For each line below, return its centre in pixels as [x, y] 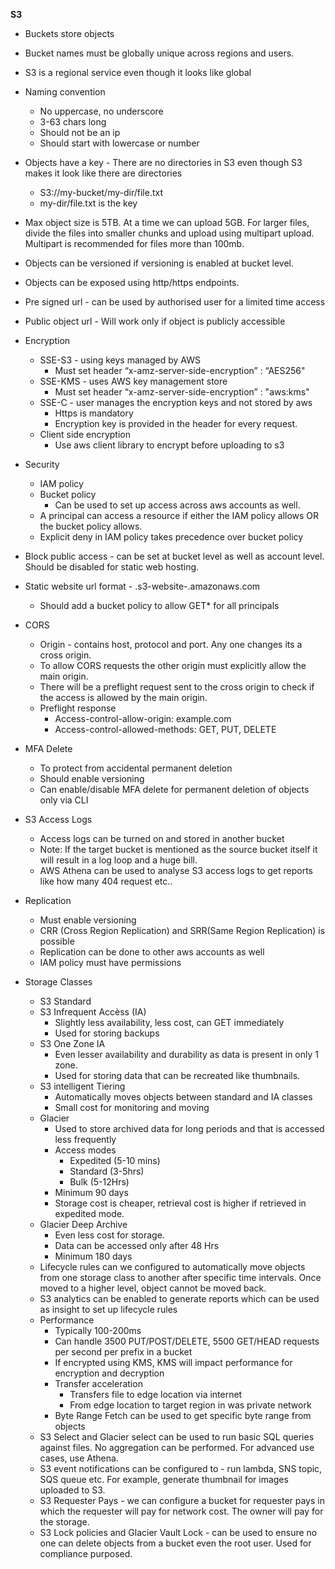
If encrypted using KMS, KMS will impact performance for [173, 1362]
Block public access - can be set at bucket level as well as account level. [174, 556]
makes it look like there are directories [103, 173]
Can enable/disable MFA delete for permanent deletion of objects [174, 789]
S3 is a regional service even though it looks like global [138, 72]
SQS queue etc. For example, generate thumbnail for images [164, 1479]
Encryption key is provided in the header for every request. [176, 423]
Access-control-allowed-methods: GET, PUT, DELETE [165, 729]
